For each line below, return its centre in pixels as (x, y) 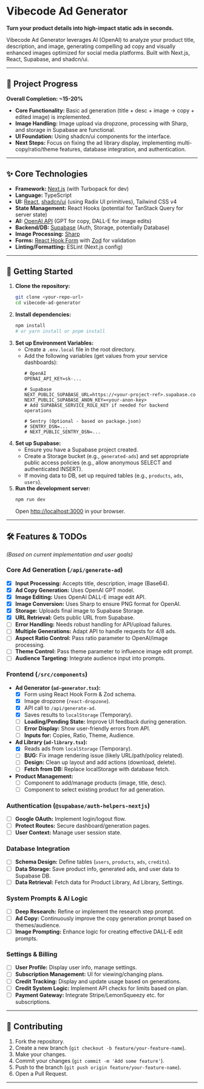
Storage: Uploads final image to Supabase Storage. (80, 611)
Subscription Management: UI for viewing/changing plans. (89, 974)
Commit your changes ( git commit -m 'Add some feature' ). (90, 1060)
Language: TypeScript (43, 195)
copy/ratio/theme (37, 149)
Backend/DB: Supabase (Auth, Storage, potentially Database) (92, 227)
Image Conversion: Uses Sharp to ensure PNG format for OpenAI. (98, 604)
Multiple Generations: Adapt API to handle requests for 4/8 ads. (96, 631)
